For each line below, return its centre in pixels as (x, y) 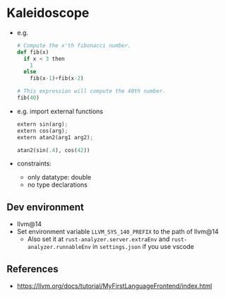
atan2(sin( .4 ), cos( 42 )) (53, 150)
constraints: (34, 163)
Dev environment (45, 207)
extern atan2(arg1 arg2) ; (55, 137)
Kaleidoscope (48, 13)
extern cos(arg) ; (42, 131)
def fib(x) (33, 52)
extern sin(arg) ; (42, 124)
